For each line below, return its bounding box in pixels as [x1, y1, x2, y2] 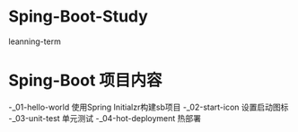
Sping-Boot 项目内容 [8, 70, 162, 91]
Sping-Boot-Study [8, 6, 149, 27]
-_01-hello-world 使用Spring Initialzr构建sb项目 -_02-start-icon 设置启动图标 [8, 101, 289, 112]
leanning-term [8, 36, 62, 47]
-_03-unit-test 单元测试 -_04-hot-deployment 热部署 [8, 112, 202, 123]
